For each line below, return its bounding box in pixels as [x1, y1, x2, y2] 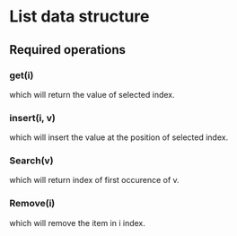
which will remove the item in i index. [9, 217, 146, 228]
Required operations [9, 42, 126, 57]
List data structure [9, 6, 150, 27]
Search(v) [9, 154, 54, 167]
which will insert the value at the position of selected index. [9, 132, 229, 143]
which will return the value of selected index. [9, 89, 175, 100]
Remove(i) [9, 197, 56, 210]
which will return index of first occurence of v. [9, 175, 180, 186]
